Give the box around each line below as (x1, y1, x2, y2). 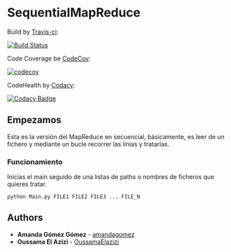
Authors (7, 212, 43, 224)
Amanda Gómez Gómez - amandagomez (17, 230, 135, 238)
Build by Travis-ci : (7, 28, 59, 36)
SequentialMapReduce (7, 5, 141, 21)
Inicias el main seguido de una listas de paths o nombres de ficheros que (7, 173, 215, 181)
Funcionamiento (7, 157, 63, 167)
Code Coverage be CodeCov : (7, 54, 91, 63)
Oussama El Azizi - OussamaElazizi (17, 238, 119, 246)
